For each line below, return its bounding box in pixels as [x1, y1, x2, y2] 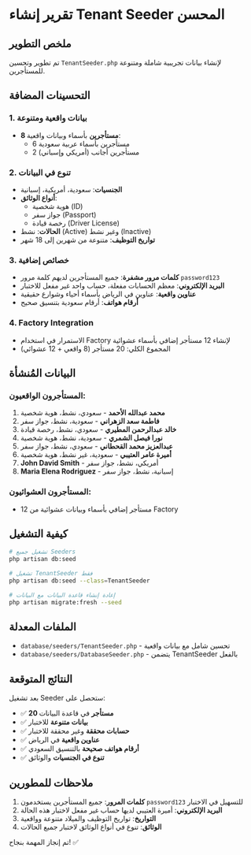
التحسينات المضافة [9, 89, 90, 102]
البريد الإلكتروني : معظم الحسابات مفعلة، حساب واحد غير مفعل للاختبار [20, 281, 225, 291]
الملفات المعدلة [9, 620, 77, 634]
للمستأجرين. [9, 66, 46, 76]
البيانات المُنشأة [9, 366, 76, 380]
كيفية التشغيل [9, 526, 68, 541]
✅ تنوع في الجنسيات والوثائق [20, 753, 105, 762]
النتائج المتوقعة [9, 672, 73, 686]
